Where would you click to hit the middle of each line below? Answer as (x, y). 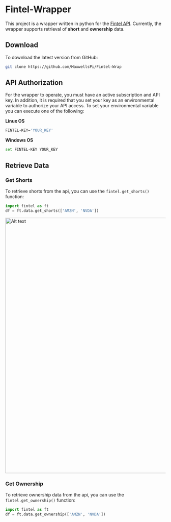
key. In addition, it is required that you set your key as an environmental (80, 100)
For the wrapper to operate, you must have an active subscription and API (83, 95)
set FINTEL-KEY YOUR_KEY (32, 150)
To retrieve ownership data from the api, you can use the (65, 494)
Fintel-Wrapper (38, 9)
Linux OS (15, 121)
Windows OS (19, 140)
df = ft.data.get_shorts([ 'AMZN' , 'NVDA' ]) (52, 210)
